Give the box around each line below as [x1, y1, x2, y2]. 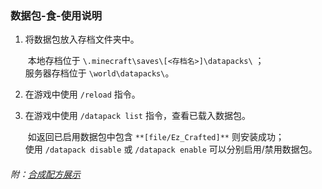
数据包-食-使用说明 [10, 8, 103, 22]
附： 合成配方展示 [10, 168, 81, 180]
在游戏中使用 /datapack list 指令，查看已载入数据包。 [24, 110, 251, 122]
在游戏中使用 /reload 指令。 [24, 88, 141, 101]
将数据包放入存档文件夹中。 [24, 33, 140, 46]
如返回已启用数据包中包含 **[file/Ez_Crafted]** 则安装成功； [27, 131, 285, 143]
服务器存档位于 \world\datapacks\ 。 [24, 67, 175, 79]
